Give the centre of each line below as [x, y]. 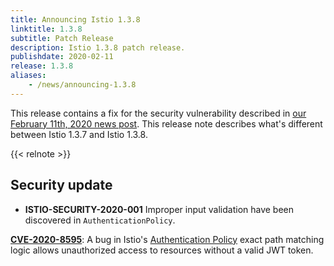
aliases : [28, 76]
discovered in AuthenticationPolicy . [100, 220]
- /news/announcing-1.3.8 [82, 85]
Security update [61, 185]
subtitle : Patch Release [62, 38]
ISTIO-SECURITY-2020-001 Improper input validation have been [159, 209]
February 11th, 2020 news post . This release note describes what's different [166, 123]
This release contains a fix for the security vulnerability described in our [158, 113]
